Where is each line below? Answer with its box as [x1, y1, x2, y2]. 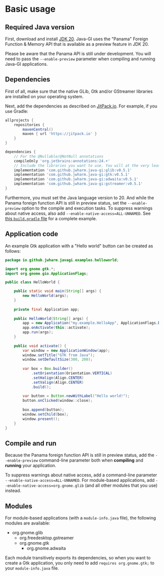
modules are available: [5, 520, 50, 526]
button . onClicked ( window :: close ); [22, 398, 93, 403]
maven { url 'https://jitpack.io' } [22, 131, 97, 136]
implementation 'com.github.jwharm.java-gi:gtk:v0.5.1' [14, 172, 130, 177]
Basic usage [5, 3, 56, 15]
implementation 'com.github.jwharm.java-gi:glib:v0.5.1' [14, 168, 132, 173]
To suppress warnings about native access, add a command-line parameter [5, 472, 157, 478]
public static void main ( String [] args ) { [14, 288, 102, 294]
